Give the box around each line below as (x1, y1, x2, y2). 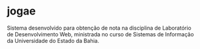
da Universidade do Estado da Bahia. (7, 37, 100, 44)
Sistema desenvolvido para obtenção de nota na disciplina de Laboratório (7, 24, 191, 31)
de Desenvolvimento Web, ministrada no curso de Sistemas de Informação (7, 30, 194, 38)
